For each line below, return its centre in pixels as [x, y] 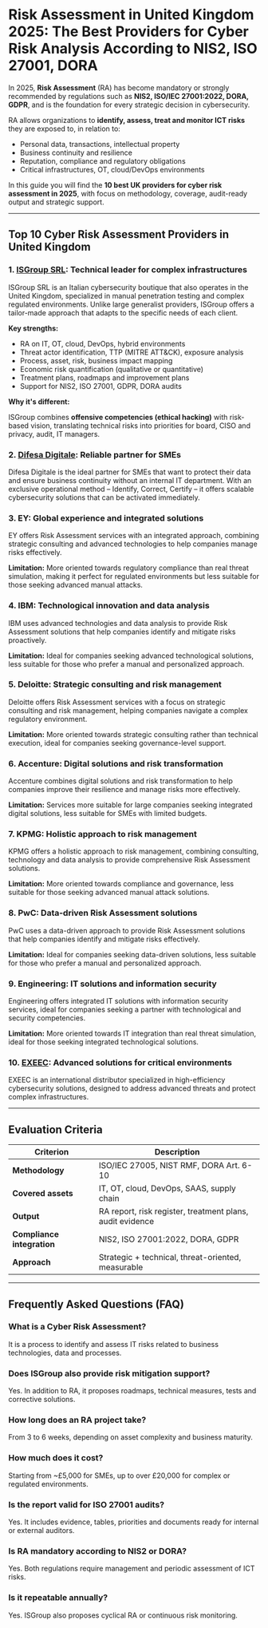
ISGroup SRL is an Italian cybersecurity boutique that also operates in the [128, 287]
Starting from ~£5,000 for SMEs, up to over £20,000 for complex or [119, 1475]
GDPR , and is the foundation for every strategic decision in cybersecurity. [129, 105]
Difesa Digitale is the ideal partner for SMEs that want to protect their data [130, 472]
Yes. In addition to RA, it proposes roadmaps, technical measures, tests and [132, 1391]
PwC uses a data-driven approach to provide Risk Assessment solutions [127, 930]
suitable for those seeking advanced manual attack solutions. [109, 893]
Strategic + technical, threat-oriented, [170, 1258]
